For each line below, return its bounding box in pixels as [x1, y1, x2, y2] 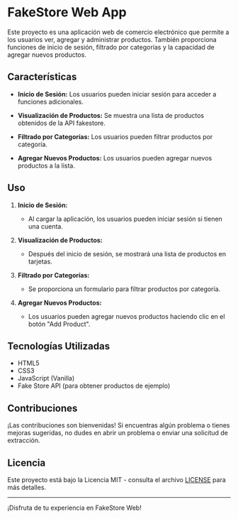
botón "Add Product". [28, 319, 91, 328]
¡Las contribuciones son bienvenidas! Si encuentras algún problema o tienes [7, 421, 230, 430]
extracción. [7, 436, 40, 444]
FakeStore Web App [7, 4, 127, 21]
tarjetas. [28, 257, 53, 266]
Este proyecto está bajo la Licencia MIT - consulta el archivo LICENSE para [7, 476, 227, 484]
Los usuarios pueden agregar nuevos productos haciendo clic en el [28, 312, 225, 320]
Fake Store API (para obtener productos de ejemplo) [17, 381, 171, 390]
